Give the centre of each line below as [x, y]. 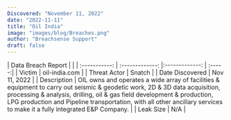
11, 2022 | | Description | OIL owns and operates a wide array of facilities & [113, 80]
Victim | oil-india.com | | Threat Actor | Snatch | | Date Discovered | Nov [121, 72]
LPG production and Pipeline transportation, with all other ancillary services [115, 102]
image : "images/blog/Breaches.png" [59, 33]
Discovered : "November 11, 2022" [55, 13]
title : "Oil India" [35, 26]
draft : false [26, 46]
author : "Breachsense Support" [52, 39]
